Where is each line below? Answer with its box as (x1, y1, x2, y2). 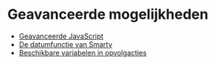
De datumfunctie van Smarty (18, 39, 113, 49)
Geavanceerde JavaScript (18, 31, 104, 41)
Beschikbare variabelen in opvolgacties (18, 48, 147, 57)
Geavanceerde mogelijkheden (7, 5, 209, 23)
